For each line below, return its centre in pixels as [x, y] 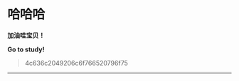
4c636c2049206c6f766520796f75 [76, 63]
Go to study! [26, 49]
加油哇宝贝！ [26, 35]
